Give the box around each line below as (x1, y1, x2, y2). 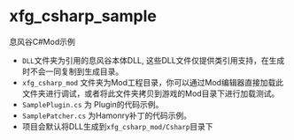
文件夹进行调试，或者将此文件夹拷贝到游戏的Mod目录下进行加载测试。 (21, 88, 280, 99)
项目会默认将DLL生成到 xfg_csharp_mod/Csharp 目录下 (21, 121, 214, 131)
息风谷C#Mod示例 (9, 36, 75, 47)
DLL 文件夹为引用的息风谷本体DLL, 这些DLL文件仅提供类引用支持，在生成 (21, 55, 285, 65)
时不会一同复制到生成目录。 (21, 66, 124, 77)
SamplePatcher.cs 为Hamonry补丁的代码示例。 (21, 110, 192, 121)
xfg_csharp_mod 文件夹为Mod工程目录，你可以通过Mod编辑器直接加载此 (21, 77, 284, 87)
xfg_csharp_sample (9, 6, 158, 26)
